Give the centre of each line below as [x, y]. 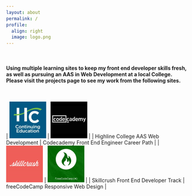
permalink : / [22, 18]
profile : [17, 25]
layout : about [23, 12]
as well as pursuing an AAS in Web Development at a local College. [89, 74]
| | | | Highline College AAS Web [83, 136]
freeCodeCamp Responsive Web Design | [56, 187]
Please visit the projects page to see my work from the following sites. [93, 80]
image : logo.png [31, 37]
